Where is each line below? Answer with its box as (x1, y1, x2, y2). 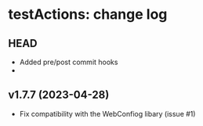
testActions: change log (8, 5, 168, 23)
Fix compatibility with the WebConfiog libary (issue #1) (19, 109, 196, 118)
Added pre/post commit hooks (19, 57, 118, 67)
